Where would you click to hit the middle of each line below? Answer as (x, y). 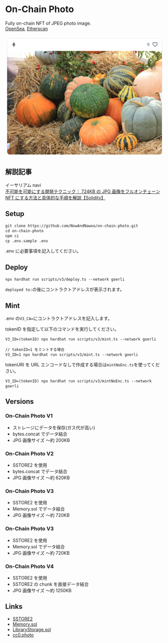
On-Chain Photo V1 (29, 416)
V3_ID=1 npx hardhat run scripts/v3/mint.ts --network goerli (72, 355)
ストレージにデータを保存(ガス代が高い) (54, 427)
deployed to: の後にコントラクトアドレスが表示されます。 (65, 290)
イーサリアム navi (23, 185)
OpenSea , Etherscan (27, 28)
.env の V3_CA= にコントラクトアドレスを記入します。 (59, 318)
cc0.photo (23, 635)
